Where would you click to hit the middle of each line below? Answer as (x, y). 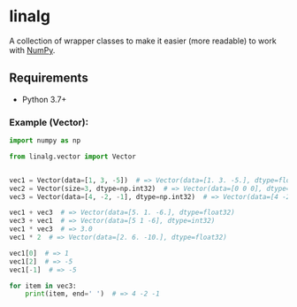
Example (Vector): (49, 122)
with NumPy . (32, 50)
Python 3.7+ (44, 99)
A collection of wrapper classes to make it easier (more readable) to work (143, 41)
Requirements (49, 78)
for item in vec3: (43, 286)
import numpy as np (45, 141)
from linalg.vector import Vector (73, 157)
